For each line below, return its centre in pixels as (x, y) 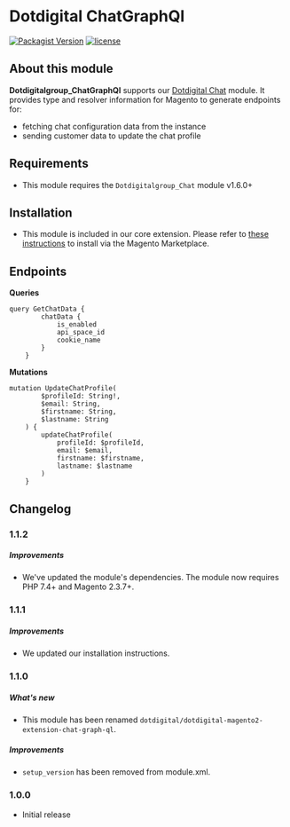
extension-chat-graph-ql (68, 730)
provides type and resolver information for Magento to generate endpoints (145, 99)
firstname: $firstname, (100, 459)
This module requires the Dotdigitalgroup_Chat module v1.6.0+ (137, 185)
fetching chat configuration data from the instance (114, 126)
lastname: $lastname (94, 466)
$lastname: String (75, 420)
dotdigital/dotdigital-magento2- (201, 721)
